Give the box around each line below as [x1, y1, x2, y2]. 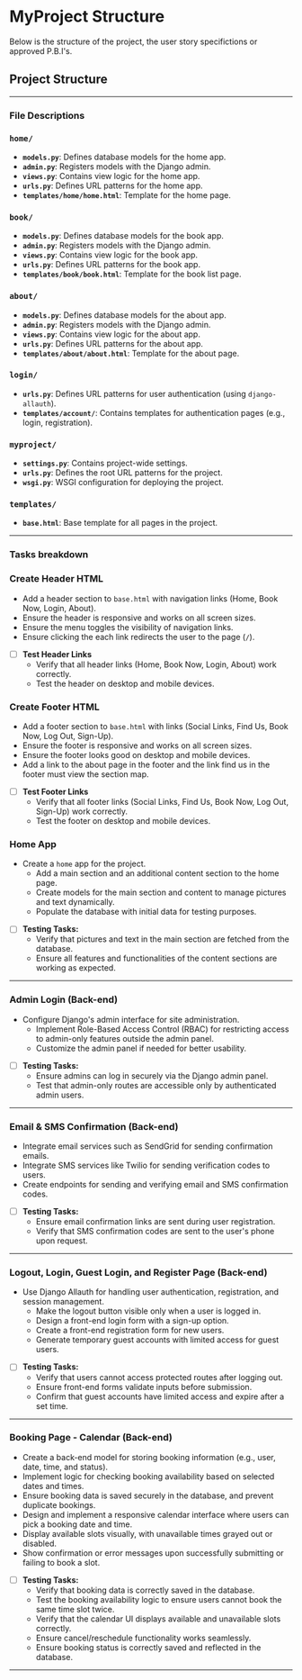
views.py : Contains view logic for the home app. [22, 170, 200, 181]
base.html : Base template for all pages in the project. [22, 518, 218, 528]
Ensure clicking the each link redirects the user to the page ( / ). [22, 631, 255, 642]
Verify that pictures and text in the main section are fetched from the [35, 934, 290, 944]
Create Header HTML [9, 573, 104, 585]
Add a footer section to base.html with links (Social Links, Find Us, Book [22, 721, 289, 732]
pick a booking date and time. [22, 1519, 133, 1530]
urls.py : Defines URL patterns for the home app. [22, 180, 204, 191]
